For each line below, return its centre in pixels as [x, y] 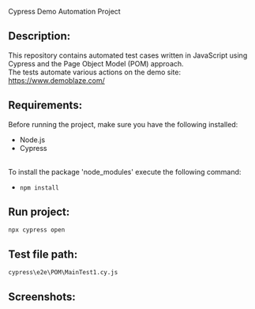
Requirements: [45, 106]
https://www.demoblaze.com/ [56, 80]
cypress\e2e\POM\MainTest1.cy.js [63, 273]
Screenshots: [42, 297]
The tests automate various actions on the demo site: [95, 72]
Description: [39, 36]
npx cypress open [37, 230]
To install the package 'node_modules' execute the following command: [125, 171]
